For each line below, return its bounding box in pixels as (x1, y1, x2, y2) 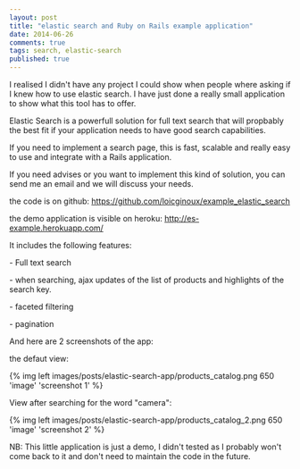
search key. (9, 284, 52, 295)
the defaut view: (9, 354, 69, 364)
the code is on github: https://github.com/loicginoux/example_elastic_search (9, 196, 290, 206)
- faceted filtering (9, 301, 74, 312)
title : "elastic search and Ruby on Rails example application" (9, 21, 254, 30)
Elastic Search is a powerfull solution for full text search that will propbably (9, 115, 284, 126)
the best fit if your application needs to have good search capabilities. (9, 125, 266, 135)
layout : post (9, 13, 58, 22)
